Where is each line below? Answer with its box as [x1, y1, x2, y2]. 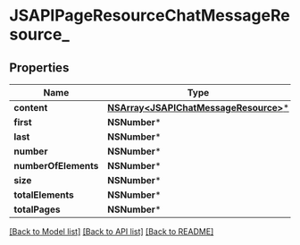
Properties [9, 60, 70, 75]
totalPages [13, 203, 61, 215]
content [13, 102, 48, 114]
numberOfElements [13, 160, 99, 172]
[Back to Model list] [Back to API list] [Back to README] [9, 226, 214, 237]
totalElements [13, 189, 74, 201]
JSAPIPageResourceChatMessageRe [9, 5, 290, 26]
